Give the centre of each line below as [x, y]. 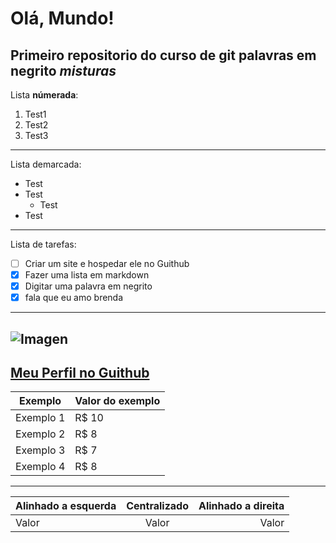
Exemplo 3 [40, 450]
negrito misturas [63, 70]
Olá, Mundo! [62, 18]
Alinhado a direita [241, 506]
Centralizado [157, 506]
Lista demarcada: [46, 164]
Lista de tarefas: [43, 244]
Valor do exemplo [117, 401]
